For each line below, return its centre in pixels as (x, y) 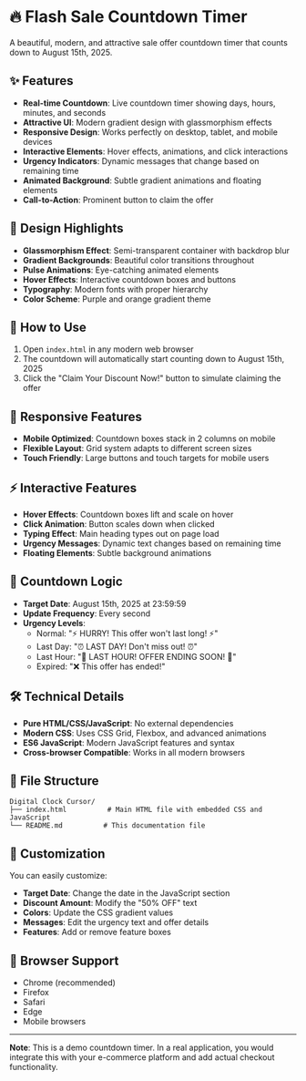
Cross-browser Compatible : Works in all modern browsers (134, 752)
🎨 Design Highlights (66, 228)
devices (37, 141)
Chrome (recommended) (69, 983)
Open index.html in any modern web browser (108, 349)
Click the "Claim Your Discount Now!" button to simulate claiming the (152, 378)
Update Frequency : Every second (87, 613)
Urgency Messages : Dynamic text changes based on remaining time (152, 543)
